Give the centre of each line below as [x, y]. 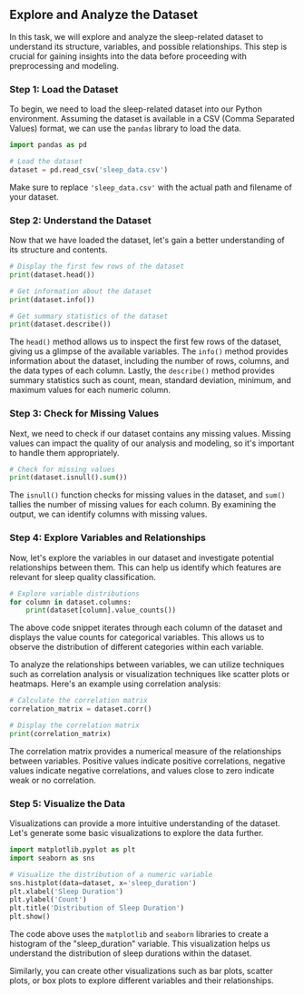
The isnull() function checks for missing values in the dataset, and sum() [147, 495]
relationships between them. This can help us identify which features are [145, 567]
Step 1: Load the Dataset [64, 89]
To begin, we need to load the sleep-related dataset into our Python [136, 109]
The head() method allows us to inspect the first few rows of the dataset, [146, 342]
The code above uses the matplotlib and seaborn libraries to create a [139, 934]
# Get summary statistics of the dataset [89, 316]
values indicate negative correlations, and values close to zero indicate [142, 770]
